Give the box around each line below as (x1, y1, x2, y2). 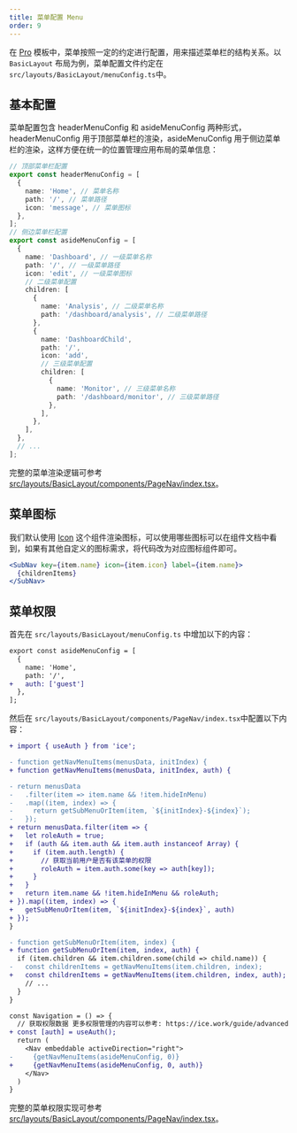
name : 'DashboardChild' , (41, 335, 133, 343)
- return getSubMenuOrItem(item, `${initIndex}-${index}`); (9, 806, 251, 815)
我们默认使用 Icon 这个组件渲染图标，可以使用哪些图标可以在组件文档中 (9, 532, 270, 543)
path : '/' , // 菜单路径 (25, 195, 108, 204)
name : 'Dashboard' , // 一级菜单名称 (25, 252, 152, 261)
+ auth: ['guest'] (9, 679, 86, 689)
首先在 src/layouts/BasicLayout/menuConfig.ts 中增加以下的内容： (9, 629, 254, 640)
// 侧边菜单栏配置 (9, 227, 68, 237)
